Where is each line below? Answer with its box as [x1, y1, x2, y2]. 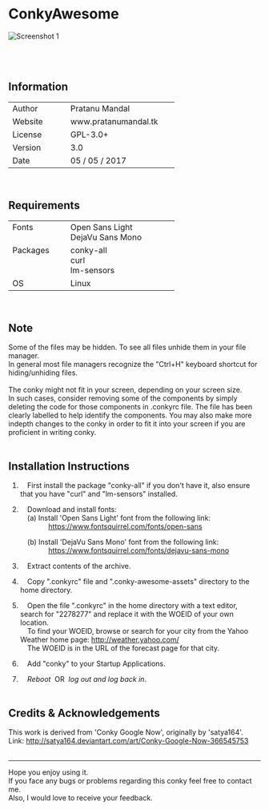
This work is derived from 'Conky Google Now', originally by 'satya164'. [8, 727, 244, 737]
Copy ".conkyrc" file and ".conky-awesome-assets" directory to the [26, 577, 250, 586]
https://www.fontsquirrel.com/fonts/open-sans [47, 522, 203, 531]
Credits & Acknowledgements [8, 706, 160, 719]
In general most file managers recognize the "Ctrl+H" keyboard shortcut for [8, 360, 258, 369]
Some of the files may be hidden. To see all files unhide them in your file [8, 342, 247, 353]
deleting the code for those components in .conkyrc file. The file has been [8, 402, 253, 412]
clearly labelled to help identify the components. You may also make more [8, 410, 252, 421]
